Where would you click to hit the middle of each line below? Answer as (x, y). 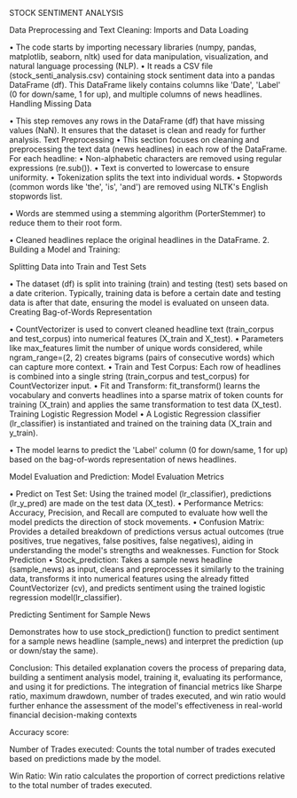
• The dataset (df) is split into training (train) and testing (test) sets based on (148, 284)
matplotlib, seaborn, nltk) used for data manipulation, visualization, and (139, 56)
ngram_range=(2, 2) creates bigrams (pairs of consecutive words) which (142, 357)
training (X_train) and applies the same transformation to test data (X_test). (145, 404)
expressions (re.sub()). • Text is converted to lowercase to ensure (129, 168)
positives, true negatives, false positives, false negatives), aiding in (132, 541)
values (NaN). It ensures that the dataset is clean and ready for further (137, 130)
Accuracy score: (39, 732)
